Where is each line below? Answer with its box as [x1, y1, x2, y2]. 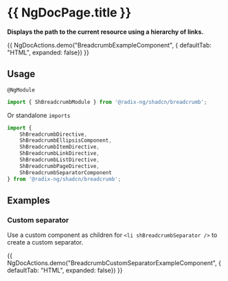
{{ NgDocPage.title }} [7, 5, 132, 21]
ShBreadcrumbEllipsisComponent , [19, 137, 112, 144]
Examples [7, 194, 50, 206]
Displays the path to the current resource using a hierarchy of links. [7, 28, 204, 36]
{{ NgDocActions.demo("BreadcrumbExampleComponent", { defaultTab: [7, 41, 212, 49]
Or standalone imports [7, 111, 71, 119]
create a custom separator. [7, 238, 84, 247]
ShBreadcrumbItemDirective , [19, 143, 100, 151]
